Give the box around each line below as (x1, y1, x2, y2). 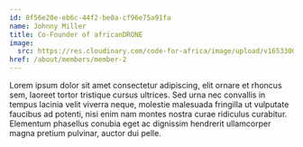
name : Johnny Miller (9, 22, 87, 31)
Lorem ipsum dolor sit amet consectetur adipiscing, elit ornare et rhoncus (9, 80, 282, 90)
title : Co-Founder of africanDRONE (9, 30, 143, 39)
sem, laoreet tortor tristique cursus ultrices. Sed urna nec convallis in (9, 89, 266, 100)
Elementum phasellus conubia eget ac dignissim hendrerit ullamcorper (9, 118, 271, 129)
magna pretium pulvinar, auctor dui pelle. (9, 128, 162, 138)
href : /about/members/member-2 (9, 55, 127, 64)
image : (9, 38, 34, 48)
